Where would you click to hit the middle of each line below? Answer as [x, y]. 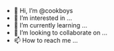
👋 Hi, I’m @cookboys [43, 11]
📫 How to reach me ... [46, 40]
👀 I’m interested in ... [43, 18]
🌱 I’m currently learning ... [50, 25]
